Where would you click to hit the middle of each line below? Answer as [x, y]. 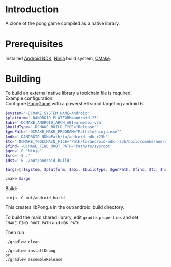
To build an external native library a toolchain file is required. [69, 93]
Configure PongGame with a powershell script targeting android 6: [75, 103]
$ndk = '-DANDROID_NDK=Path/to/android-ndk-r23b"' [58, 137]
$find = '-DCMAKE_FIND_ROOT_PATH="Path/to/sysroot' [59, 146]
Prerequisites [34, 44]
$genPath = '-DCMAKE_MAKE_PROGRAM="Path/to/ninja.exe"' [64, 132]
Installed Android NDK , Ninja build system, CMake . [58, 58]
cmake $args [18, 179]
